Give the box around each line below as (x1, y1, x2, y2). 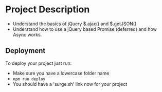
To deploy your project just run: (5, 60, 72, 66)
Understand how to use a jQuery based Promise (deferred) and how (12, 26, 157, 32)
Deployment (5, 46, 46, 55)
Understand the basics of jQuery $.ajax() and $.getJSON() (12, 21, 137, 27)
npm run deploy (12, 76, 46, 82)
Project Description (5, 4, 90, 15)
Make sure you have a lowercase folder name (12, 70, 110, 76)
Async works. (12, 31, 42, 38)
